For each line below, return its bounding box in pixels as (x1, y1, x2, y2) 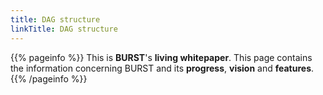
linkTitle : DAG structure (10, 24, 118, 34)
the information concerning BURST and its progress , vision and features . (10, 62, 315, 74)
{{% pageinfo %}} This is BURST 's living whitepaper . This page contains (10, 51, 313, 63)
